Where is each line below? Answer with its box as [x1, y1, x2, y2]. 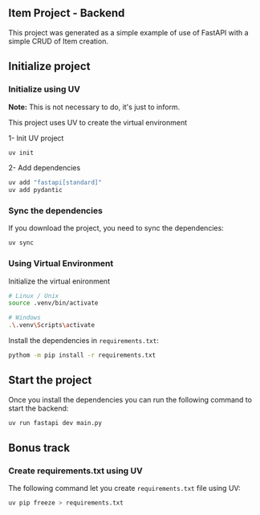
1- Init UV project [8, 133, 64, 143]
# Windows [8, 313, 42, 322]
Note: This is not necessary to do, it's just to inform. [8, 102, 181, 112]
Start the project [8, 374, 92, 387]
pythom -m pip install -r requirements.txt [8, 351, 156, 360]
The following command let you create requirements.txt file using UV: [8, 484, 241, 493]
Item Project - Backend [8, 6, 125, 20]
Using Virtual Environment [8, 258, 114, 269]
